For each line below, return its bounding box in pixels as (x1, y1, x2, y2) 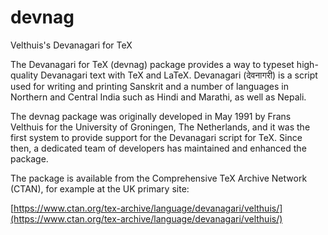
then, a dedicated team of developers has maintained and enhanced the (10, 142, 307, 154)
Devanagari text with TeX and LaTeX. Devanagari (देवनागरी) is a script (40, 69, 318, 81)
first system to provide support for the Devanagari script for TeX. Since (10, 131, 303, 143)
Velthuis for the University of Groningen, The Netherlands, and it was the (10, 121, 311, 133)
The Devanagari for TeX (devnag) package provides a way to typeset (10, 58, 295, 70)
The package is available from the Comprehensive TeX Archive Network (10, 172, 308, 184)
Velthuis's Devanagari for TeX (10, 39, 133, 51)
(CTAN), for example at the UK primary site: (10, 182, 190, 195)
